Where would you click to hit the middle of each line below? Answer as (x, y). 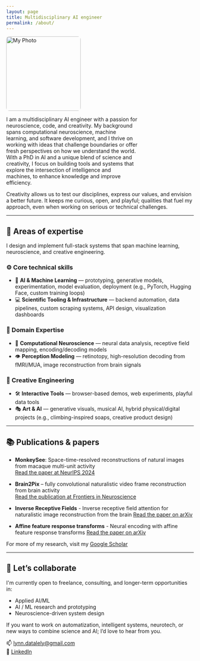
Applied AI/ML (32, 600)
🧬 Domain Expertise (35, 330)
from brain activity (37, 490)
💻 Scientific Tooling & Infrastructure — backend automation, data (97, 300)
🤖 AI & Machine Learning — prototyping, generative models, (89, 280)
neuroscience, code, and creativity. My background (69, 126)
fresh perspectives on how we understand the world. (71, 151)
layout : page (22, 12)
